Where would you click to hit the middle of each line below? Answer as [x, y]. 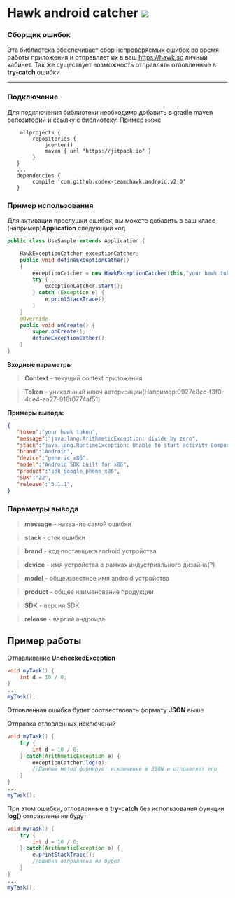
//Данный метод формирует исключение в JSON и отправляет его [125, 769]
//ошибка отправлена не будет [76, 862]
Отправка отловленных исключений [62, 724]
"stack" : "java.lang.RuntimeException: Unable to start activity [112, 445]
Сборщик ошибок [39, 35]
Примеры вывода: [36, 413]
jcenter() [59, 145]
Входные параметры [40, 364]
